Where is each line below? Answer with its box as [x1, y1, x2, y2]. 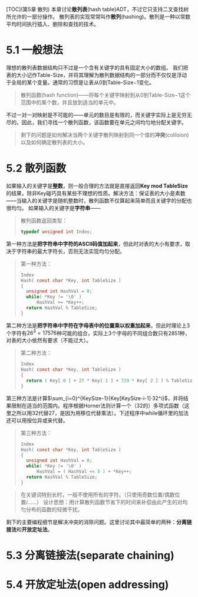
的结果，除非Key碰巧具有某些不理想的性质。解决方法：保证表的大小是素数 [6, 189, 186, 197]
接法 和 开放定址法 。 [6, 525, 53, 533]
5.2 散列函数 [6, 162, 67, 175]
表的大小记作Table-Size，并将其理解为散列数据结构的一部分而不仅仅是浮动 [6, 71, 187, 79]
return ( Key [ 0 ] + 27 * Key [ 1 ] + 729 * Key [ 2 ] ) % [26, 378, 169, 384]
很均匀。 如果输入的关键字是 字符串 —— [6, 204, 101, 212]
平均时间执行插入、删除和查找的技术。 [6, 21, 99, 27]
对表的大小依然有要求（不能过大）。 [6, 337, 91, 344]
